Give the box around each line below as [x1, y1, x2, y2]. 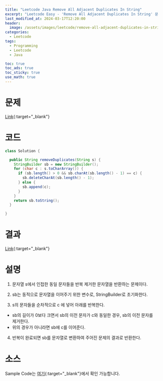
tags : [5, 39, 16, 44]
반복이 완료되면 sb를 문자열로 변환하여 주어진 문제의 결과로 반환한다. [12, 335, 142, 341]
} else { [17, 180, 36, 185]
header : [5, 20, 21, 26]
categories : [5, 30, 29, 35]
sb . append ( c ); [22, 184, 51, 189]
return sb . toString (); [14, 198, 60, 203]
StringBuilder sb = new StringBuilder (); [14, 162, 98, 167]
